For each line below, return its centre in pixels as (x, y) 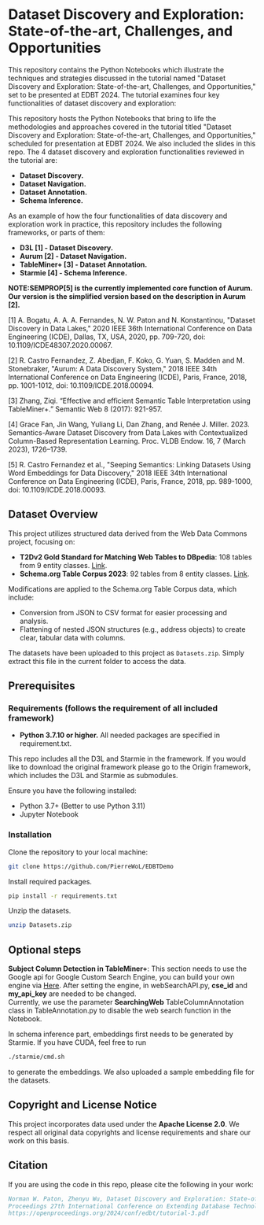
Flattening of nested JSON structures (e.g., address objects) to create (132, 629)
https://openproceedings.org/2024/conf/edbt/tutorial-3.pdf (109, 1213)
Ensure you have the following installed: (73, 791)
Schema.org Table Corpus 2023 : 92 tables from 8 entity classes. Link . (134, 574)
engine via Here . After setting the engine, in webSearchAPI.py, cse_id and (128, 986)
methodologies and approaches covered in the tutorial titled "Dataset (120, 127)
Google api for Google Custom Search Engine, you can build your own (122, 977)
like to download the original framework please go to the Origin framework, (130, 767)
